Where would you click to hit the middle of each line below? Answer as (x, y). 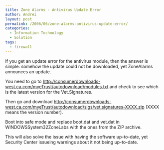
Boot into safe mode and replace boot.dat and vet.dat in (62, 122)
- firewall (21, 47)
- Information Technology (37, 33)
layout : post (19, 19)
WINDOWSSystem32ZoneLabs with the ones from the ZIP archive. (74, 127)
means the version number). (34, 112)
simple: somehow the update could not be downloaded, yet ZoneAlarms (79, 66)
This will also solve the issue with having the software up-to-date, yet (77, 137)
